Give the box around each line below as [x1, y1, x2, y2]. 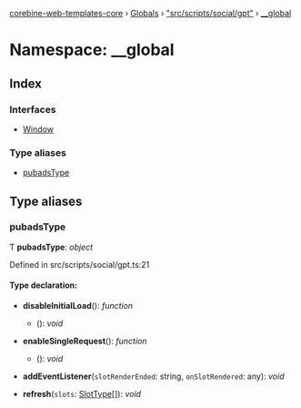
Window [22, 123, 55, 135]
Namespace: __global [9, 40, 175, 60]
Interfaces [9, 103, 56, 116]
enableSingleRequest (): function [22, 336, 147, 347]
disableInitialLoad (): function [22, 301, 134, 311]
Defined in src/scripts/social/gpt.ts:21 [9, 259, 150, 270]
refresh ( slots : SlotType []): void [22, 389, 142, 400]
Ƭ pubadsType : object [9, 241, 94, 252]
